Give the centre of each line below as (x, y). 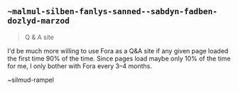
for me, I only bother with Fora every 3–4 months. (80, 66)
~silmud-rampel (31, 80)
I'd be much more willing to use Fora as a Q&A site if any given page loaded (118, 50)
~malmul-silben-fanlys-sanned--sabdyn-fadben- (113, 12)
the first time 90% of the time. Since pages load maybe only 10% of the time (119, 58)
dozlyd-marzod (38, 21)
